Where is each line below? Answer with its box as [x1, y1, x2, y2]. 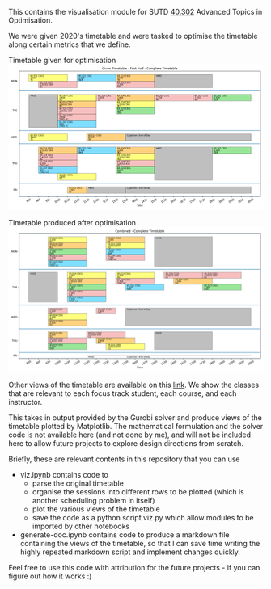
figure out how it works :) [8, 571, 92, 581]
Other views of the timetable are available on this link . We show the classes [8, 380, 260, 390]
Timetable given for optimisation [8, 56, 116, 65]
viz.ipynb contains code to [19, 470, 109, 480]
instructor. [8, 398, 43, 407]
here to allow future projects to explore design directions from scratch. [8, 439, 244, 448]
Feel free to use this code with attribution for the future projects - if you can [8, 563, 260, 573]
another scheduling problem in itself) [32, 496, 155, 506]
